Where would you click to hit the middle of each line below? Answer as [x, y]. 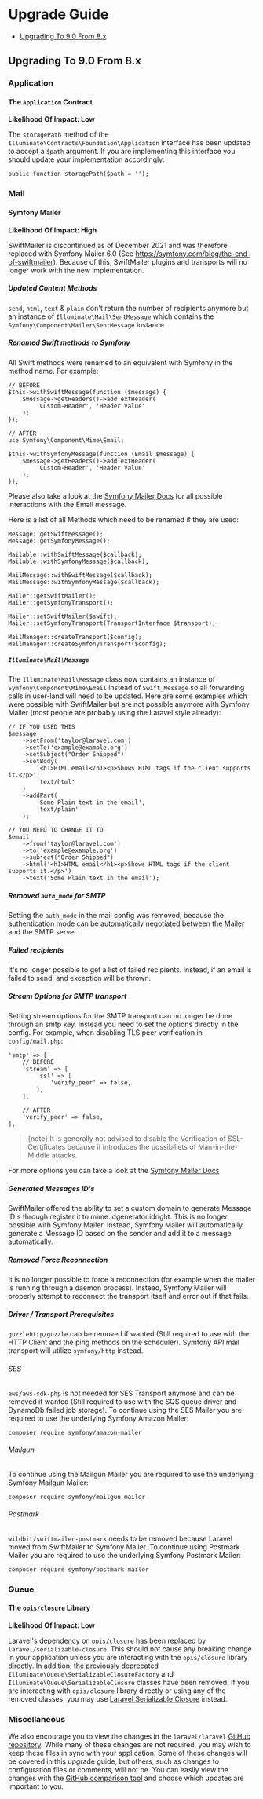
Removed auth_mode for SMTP [57, 896]
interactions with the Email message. [68, 504]
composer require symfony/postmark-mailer [79, 1569]
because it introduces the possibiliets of [131, 1147]
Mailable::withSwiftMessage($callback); [75, 554]
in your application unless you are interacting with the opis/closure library [128, 1658]
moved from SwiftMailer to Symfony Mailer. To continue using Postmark [124, 1547]
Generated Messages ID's [51, 1188]
